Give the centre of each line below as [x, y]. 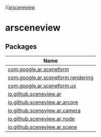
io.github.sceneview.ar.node [41, 119]
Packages [21, 46]
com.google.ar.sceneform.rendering [50, 77]
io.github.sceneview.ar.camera [44, 110]
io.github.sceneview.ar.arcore [43, 102]
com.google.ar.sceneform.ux [42, 86]
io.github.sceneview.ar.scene [42, 127]
